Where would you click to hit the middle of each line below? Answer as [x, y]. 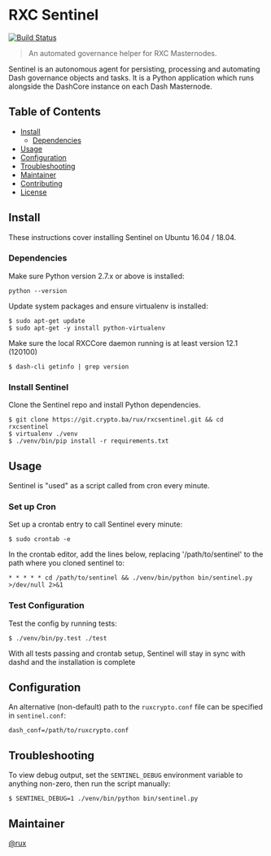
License [33, 192]
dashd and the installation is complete [72, 662]
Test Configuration [46, 605]
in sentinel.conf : [37, 716]
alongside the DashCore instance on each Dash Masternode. [111, 86]
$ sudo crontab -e [39, 539]
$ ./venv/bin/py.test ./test [58, 638]
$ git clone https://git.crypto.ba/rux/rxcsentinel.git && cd [116, 420]
